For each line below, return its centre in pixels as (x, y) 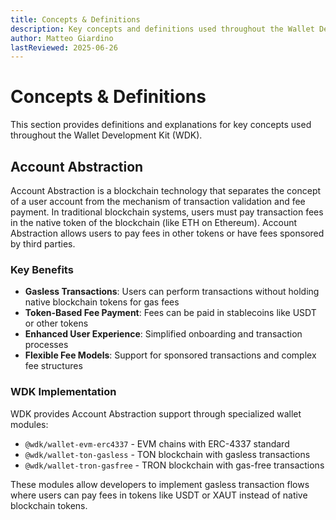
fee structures (53, 366)
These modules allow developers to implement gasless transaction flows (160, 484)
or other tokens (56, 323)
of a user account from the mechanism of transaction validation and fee (158, 201)
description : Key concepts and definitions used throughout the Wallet (162, 29)
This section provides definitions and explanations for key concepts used (161, 125)
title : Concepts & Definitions (75, 19)
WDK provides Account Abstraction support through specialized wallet (156, 413)
